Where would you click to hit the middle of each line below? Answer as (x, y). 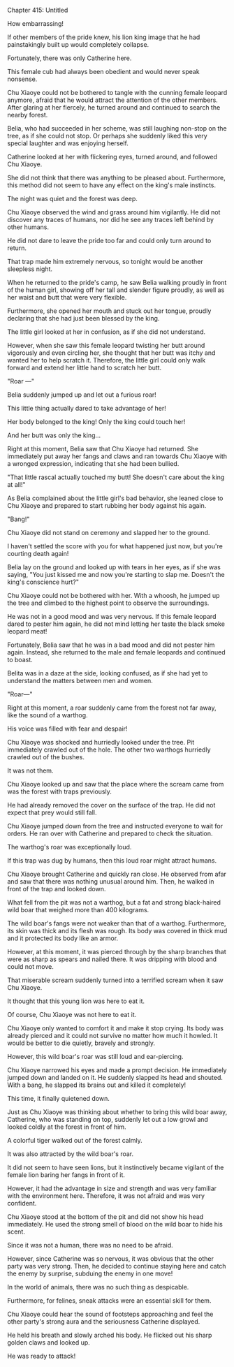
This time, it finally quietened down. (59, 1098)
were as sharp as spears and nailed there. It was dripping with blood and (112, 959)
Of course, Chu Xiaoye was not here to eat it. (72, 1015)
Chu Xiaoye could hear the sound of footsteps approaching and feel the (110, 1314)
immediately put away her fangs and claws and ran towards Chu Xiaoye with (117, 456)
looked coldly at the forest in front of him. (67, 1127)
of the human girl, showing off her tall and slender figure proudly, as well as (116, 290)
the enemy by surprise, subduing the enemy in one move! (90, 1273)
